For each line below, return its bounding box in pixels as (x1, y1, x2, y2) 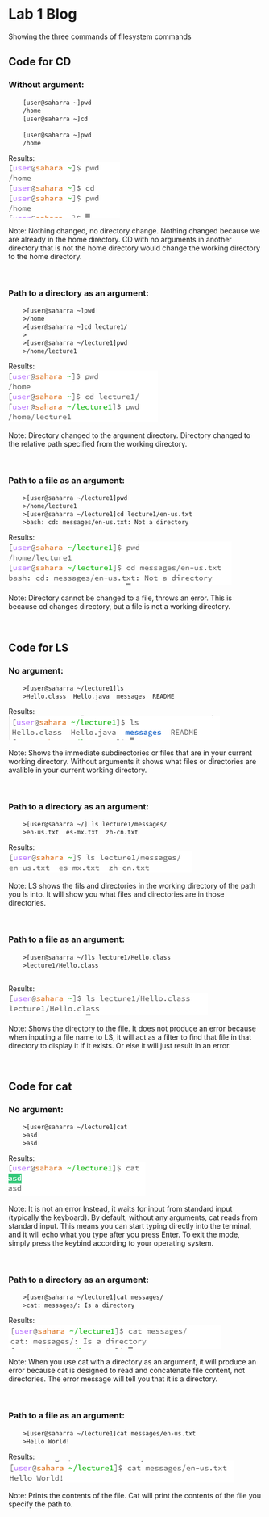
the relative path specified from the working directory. (8, 439, 188, 448)
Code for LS (8, 641, 69, 654)
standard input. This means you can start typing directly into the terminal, (8, 1221, 252, 1231)
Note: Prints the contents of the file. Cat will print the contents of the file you (8, 1490, 262, 1500)
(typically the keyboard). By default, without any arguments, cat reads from (8, 1212, 258, 1222)
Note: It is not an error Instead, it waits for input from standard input (8, 1204, 233, 1214)
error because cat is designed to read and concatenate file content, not (8, 1366, 246, 1376)
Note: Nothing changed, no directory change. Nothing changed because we (8, 225, 260, 235)
